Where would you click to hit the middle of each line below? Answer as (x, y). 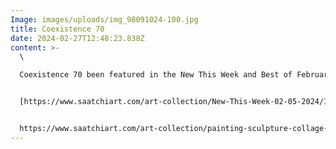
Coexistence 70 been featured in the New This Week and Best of (156, 75)
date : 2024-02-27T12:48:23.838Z (77, 38)
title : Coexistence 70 (57, 29)
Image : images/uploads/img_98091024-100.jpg (104, 19)
